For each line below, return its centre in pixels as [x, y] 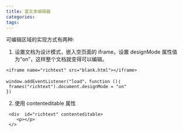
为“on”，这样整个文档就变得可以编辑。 [61, 60]
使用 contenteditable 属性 [45, 103]
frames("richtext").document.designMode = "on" [68, 87]
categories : [20, 17]
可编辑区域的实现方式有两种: [40, 40]
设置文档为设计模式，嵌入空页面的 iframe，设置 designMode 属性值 [96, 52]
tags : [13, 22]
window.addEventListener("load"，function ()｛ [63, 82]
